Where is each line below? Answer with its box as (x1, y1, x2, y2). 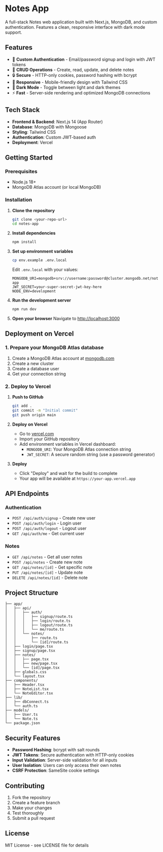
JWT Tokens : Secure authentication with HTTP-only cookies (12, 752, 134, 758)
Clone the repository (12, 207, 55, 213)
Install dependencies (12, 230, 56, 236)
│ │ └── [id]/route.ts (5, 640, 69, 645)
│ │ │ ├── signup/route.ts (5, 614, 73, 619)
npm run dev (12, 307, 36, 312)
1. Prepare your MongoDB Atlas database (5, 344, 104, 351)
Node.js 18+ (12, 179, 36, 185)
